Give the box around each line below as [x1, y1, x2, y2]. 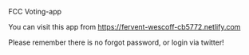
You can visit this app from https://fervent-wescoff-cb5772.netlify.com [8, 22, 241, 31]
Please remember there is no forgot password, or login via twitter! [8, 37, 225, 47]
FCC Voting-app [8, 7, 62, 16]
